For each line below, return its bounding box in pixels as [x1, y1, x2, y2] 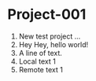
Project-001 [7, 6, 87, 24]
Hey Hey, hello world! [18, 39, 89, 49]
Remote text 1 [18, 64, 64, 74]
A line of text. [18, 48, 62, 57]
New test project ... [18, 31, 81, 41]
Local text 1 [18, 57, 56, 66]
